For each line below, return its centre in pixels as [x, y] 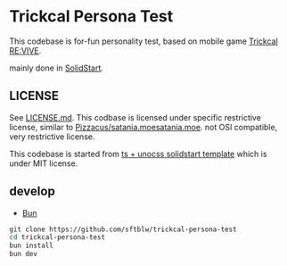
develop [32, 191]
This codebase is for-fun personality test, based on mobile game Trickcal [143, 41]
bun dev [24, 254]
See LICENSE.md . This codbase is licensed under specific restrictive [135, 117]
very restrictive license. [52, 137]
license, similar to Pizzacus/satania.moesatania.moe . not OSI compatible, [143, 127]
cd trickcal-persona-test [57, 237]
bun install [31, 246]
